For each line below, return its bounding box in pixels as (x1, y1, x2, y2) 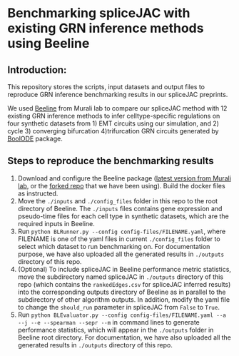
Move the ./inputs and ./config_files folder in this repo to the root (17, 196, 218, 205)
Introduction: (7, 63, 67, 76)
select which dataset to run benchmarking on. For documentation (17, 242, 210, 250)
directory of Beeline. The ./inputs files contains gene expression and (17, 204, 223, 213)
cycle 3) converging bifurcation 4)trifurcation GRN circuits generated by (7, 127, 219, 135)
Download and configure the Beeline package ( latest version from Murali (17, 173, 232, 183)
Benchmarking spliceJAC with (7, 5, 190, 21)
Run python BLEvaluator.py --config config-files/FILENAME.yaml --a (17, 310, 226, 319)
